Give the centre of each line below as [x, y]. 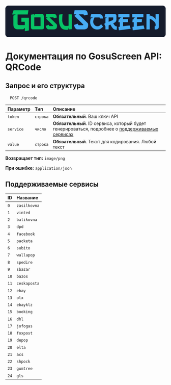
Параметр [19, 109]
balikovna [27, 220]
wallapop [26, 255]
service [16, 130]
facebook [26, 234]
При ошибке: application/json [39, 168]
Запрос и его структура [45, 86]
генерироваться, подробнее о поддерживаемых [106, 129]
